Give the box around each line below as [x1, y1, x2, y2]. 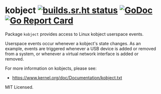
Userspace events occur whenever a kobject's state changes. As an [5, 40, 141, 46]
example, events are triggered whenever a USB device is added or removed [5, 46, 156, 51]
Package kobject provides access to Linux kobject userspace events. [5, 31, 144, 37]
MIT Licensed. [5, 84, 34, 90]
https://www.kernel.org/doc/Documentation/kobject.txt [12, 75, 122, 80]
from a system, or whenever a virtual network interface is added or [5, 51, 139, 57]
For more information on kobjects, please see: [5, 65, 97, 71]
